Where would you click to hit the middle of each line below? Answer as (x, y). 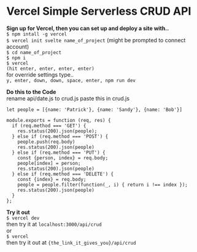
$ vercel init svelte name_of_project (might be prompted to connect (96, 40)
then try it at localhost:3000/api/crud (54, 224)
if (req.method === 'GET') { (49, 126)
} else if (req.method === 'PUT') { (59, 152)
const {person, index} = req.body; (63, 158)
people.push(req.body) (46, 142)
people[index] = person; (49, 163)
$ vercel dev (23, 218)
